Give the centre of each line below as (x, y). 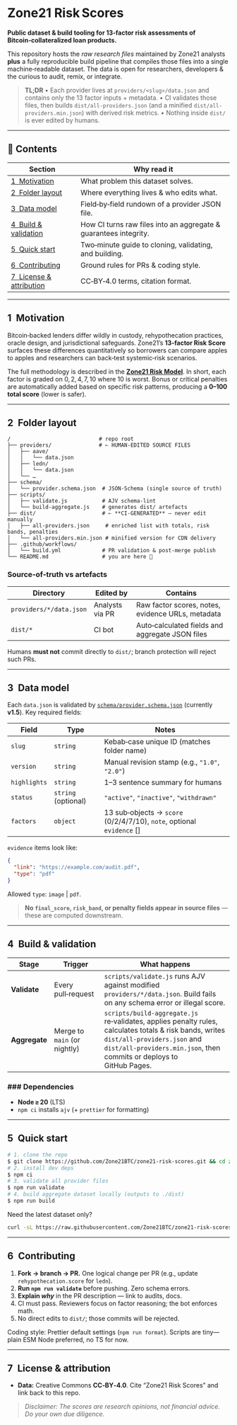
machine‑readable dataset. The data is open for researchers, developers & (115, 69)
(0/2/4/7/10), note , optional (150, 821)
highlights (29, 783)
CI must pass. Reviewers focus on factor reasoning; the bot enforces (117, 1303)
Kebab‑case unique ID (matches (157, 742)
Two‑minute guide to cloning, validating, (147, 244)
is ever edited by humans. (62, 120)
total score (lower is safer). (47, 394)
